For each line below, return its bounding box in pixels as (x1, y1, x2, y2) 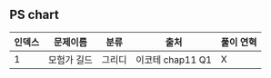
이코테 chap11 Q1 (135, 54, 212, 66)
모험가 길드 (48, 54, 94, 66)
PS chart (9, 7, 59, 23)
